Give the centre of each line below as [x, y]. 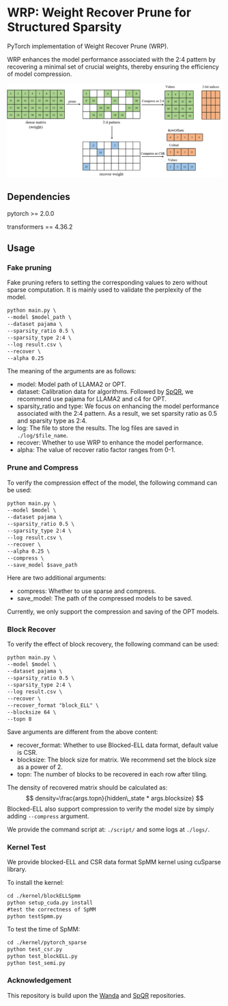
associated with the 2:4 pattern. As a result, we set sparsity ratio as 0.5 [117, 414]
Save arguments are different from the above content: [83, 732]
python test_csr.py [35, 950]
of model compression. [40, 74]
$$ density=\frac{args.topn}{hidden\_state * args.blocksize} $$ [115, 798]
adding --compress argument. [48, 816]
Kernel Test [27, 847]
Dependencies [39, 197]
